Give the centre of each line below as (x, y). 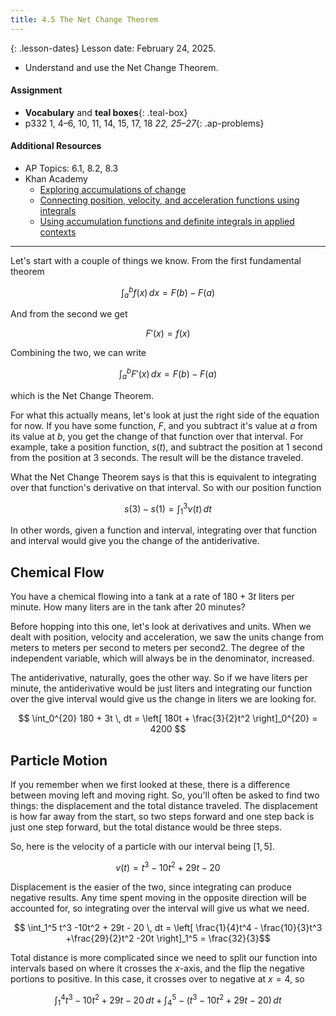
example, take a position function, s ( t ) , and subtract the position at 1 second (166, 447)
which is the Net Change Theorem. (82, 395)
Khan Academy (56, 179)
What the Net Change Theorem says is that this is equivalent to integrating (163, 477)
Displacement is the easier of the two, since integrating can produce (151, 887)
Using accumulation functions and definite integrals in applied (167, 222)
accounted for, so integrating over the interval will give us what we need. (160, 908)
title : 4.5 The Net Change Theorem (84, 19)
